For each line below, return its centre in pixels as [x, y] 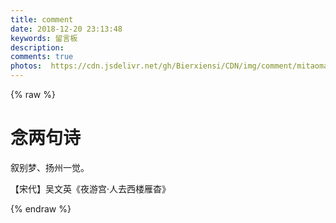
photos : [26, 66]
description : [37, 47]
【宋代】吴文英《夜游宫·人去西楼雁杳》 [91, 188]
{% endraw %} [41, 208]
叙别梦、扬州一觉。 [50, 167]
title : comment [42, 19]
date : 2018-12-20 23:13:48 [66, 29]
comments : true [42, 57]
